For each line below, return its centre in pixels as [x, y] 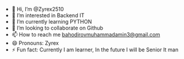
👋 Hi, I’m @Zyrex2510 [38, 9]
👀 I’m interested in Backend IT [48, 15]
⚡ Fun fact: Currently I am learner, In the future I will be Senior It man [95, 50]
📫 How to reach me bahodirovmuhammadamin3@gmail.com [86, 35]
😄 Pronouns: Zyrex [35, 43]
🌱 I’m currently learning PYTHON [52, 22]
